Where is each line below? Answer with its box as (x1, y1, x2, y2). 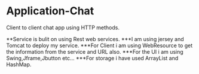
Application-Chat (6, 4, 94, 18)
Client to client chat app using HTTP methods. (6, 24, 120, 31)
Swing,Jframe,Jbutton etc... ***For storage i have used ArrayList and (6, 54, 179, 61)
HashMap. (6, 61, 32, 68)
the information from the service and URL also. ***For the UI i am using (6, 48, 183, 55)
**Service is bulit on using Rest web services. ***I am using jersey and (6, 35, 184, 42)
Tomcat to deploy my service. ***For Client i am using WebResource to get (6, 42, 193, 49)
